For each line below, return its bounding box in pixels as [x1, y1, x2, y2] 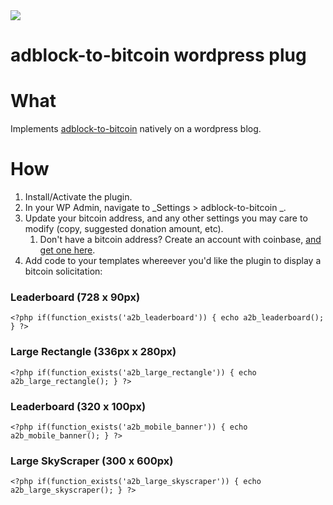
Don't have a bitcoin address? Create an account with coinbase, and [39, 234, 322, 246]
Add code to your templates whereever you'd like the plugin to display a [24, 255, 322, 267]
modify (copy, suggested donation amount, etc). [24, 223, 224, 235]
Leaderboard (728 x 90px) [10, 290, 141, 304]
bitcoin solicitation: [24, 265, 103, 278]
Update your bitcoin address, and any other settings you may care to [24, 212, 308, 224]
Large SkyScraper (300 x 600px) [10, 454, 174, 468]
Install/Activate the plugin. [24, 191, 133, 203]
